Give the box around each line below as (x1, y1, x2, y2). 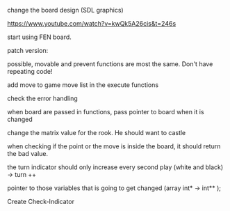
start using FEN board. (7, 33, 72, 41)
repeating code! (7, 68, 53, 75)
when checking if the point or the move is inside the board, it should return (7, 142, 221, 150)
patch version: (7, 47, 49, 54)
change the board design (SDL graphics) (7, 6, 124, 14)
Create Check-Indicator (7, 198, 75, 205)
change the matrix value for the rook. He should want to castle (7, 129, 186, 136)
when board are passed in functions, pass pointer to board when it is (7, 108, 204, 116)
